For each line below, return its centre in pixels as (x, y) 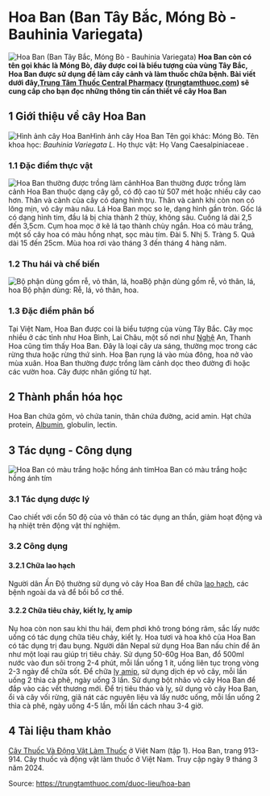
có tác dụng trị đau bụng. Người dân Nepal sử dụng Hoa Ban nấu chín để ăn (134, 645)
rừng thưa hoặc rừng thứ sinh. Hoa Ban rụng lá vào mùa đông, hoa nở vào (131, 354)
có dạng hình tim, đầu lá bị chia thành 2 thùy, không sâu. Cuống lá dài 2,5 (130, 217)
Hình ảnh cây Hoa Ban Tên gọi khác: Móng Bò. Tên (174, 136)
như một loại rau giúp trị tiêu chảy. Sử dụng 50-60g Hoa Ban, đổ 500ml (126, 654)
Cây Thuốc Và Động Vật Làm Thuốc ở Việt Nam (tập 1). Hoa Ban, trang (125, 750)
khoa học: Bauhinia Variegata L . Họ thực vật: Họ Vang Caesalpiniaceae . (129, 145)
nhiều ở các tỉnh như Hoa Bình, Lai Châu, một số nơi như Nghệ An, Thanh (130, 337)
